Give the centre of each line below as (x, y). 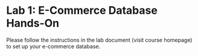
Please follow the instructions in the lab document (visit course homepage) (99, 40)
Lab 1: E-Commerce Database (82, 11)
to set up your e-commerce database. (53, 46)
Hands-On (33, 23)
